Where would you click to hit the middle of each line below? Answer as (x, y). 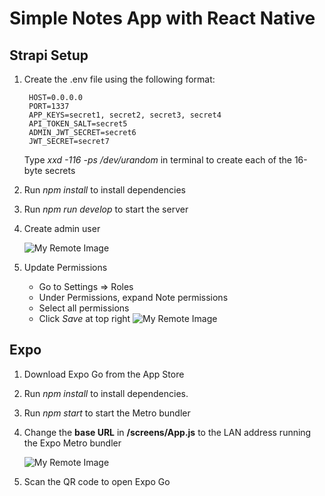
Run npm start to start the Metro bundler (107, 413)
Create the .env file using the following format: (119, 79)
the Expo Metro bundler (72, 443)
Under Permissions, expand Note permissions (133, 297)
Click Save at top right (84, 318)
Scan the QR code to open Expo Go (97, 481)
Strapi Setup (49, 55)
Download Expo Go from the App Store (104, 374)
